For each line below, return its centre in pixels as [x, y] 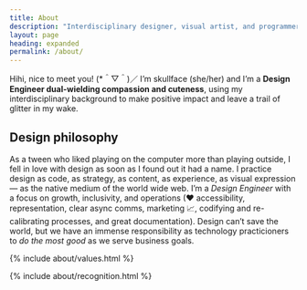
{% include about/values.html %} [72, 258]
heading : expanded [44, 43]
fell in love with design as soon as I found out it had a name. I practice [141, 169]
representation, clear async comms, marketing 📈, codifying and [130, 208]
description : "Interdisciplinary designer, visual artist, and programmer [155, 26]
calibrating [30, 221]
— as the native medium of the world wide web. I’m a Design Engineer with [150, 188]
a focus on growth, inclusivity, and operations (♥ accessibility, [127, 198]
